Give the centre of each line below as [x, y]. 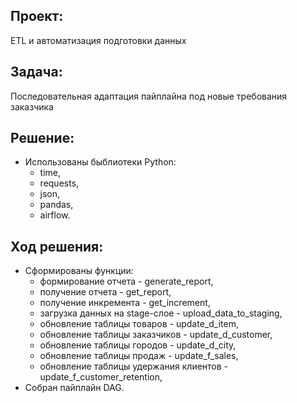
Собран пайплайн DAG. [74, 388]
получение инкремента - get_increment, [125, 303]
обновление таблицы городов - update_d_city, [138, 345]
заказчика [32, 106]
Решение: [42, 138]
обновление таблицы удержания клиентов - [134, 366]
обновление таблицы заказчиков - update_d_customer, [156, 335]
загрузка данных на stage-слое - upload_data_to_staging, [161, 313]
